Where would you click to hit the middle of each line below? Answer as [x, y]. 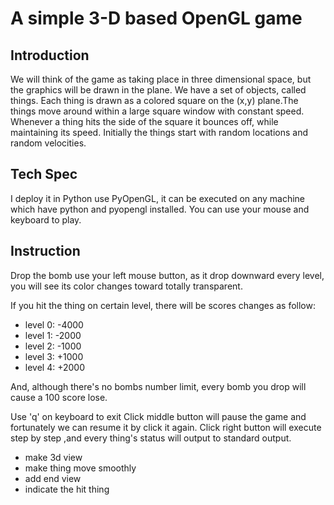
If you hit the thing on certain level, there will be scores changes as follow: [163, 305]
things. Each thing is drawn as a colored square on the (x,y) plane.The [154, 100]
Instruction [45, 251]
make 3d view [53, 457]
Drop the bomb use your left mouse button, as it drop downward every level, [167, 275]
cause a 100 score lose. [59, 397]
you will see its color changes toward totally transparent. [126, 286]
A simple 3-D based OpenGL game [156, 18]
